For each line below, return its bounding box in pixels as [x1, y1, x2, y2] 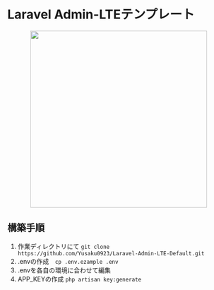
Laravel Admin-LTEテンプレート [7, 6, 195, 23]
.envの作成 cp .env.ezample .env [17, 257, 119, 265]
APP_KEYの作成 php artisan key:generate [17, 274, 142, 283]
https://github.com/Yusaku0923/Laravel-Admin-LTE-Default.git [17, 250, 205, 257]
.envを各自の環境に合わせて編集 [17, 266, 111, 274]
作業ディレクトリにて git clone [17, 242, 110, 250]
